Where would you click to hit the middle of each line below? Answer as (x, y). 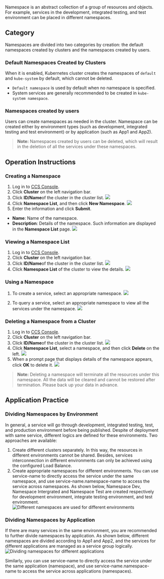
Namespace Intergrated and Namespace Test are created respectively (83, 491)
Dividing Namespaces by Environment (51, 414)
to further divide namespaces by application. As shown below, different (77, 535)
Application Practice (37, 400)
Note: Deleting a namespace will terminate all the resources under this (88, 374)
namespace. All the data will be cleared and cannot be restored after (86, 379)
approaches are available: (31, 440)
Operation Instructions (40, 162)
